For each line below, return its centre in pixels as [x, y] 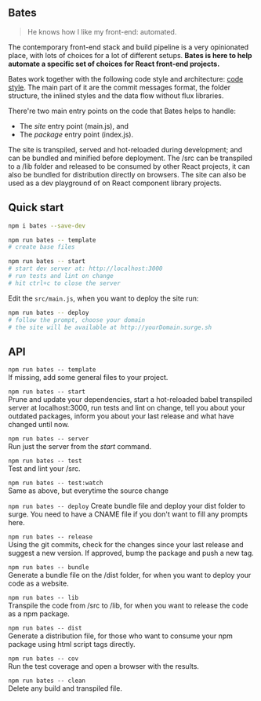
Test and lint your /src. [44, 469]
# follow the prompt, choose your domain [77, 320]
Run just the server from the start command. [80, 447]
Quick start [36, 208]
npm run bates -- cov [43, 659]
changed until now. [39, 425]
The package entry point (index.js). [76, 134]
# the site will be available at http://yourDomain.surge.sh [110, 327]
